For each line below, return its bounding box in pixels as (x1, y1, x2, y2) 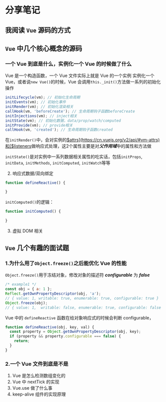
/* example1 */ (5, 282, 37, 287)
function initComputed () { (5, 209, 61, 214)
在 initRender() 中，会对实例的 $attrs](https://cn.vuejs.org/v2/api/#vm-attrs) (5, 137, 160, 143)
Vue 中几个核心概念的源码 (5, 44, 83, 53)
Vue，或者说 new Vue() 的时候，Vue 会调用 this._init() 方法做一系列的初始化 (5, 79, 161, 85)
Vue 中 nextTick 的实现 (12, 379, 60, 385)
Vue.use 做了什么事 (12, 385, 53, 391)
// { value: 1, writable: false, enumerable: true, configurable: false (5, 305, 162, 310)
